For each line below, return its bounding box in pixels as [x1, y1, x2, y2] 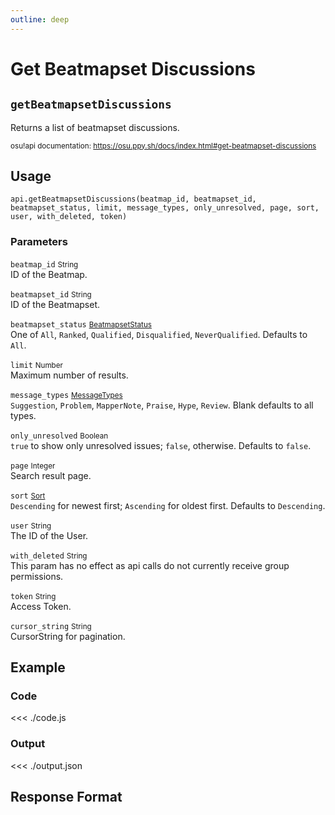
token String [10, 591, 57, 601]
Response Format [10, 789, 123, 806]
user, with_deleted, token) [10, 212, 128, 222]
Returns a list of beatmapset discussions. [10, 121, 180, 133]
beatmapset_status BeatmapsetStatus [10, 319, 152, 330]
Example [10, 659, 66, 676]
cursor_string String [10, 621, 92, 631]
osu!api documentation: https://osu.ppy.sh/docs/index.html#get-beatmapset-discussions [10, 141, 317, 151]
